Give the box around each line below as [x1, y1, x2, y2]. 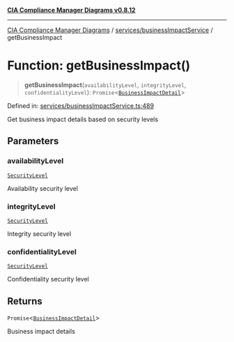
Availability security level [7, 184, 79, 192]
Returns [7, 295, 43, 307]
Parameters [7, 135, 59, 147]
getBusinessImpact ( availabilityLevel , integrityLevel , [24, 80, 187, 89]
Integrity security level [7, 229, 72, 238]
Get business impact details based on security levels [7, 115, 159, 123]
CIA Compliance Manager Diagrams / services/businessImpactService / [7, 26, 214, 34]
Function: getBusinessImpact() [7, 58, 191, 74]
